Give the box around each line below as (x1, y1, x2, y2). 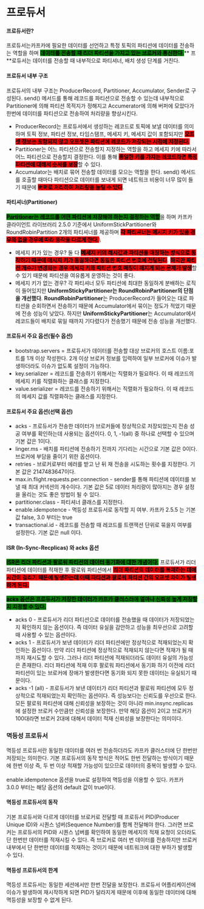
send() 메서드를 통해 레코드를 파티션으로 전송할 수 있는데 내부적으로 (24, 94, 185, 102)
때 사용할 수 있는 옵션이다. (15, 631, 77, 639)
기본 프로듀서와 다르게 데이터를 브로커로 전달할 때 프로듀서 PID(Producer (6, 813, 179, 820)
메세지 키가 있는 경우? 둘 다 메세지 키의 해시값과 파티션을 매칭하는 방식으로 (15, 249, 190, 256)
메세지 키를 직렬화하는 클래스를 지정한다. (15, 378, 111, 385)
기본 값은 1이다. (15, 437, 52, 445)
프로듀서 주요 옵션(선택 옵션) (6, 408, 73, 415)
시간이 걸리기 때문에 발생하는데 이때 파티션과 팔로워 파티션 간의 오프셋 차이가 (6, 574, 186, 581)
